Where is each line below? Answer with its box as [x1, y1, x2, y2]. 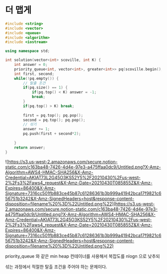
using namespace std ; [5, 49, 50, 54]
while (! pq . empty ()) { [14, 76, 59, 81]
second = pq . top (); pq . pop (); [23, 117, 85, 122]
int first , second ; [14, 71, 55, 76]
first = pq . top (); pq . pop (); [23, 112, 83, 118]
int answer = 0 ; [14, 62, 48, 67]
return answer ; [14, 145, 46, 150]
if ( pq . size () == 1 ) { [23, 85, 68, 90]
